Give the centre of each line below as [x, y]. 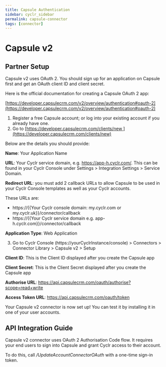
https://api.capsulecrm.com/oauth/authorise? [84, 282]
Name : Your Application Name [36, 153]
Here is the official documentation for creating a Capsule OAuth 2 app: [77, 94]
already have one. [31, 123]
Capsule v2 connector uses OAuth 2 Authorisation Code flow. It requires [79, 340]
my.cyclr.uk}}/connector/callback [46, 213]
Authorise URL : [21, 282]
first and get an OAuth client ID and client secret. [55, 84]
